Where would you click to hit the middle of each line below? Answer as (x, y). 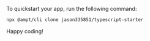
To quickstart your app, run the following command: (72, 9)
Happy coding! (25, 31)
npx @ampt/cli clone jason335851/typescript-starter (75, 20)
